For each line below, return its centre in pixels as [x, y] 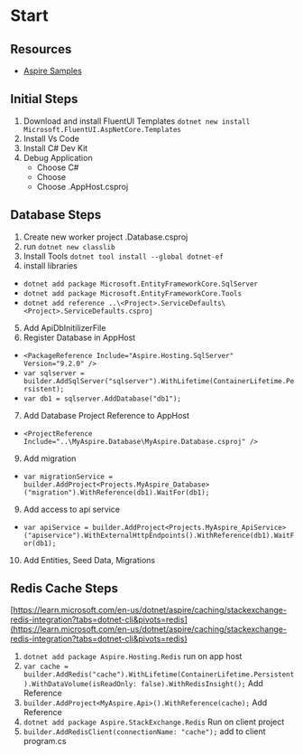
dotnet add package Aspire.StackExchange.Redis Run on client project [154, 722]
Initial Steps [44, 99]
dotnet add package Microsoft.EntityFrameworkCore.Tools [133, 293]
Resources [41, 49]
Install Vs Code [51, 138]
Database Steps [56, 215]
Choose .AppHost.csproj [83, 186]
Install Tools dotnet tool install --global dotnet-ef [123, 256]
